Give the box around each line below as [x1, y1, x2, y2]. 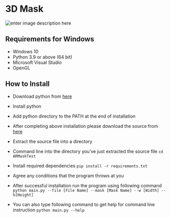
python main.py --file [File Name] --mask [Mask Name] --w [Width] [12, 188, 159, 193]
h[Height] [12, 192, 34, 198]
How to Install [5, 80, 50, 89]
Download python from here [12, 93, 72, 99]
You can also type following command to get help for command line [12, 201, 155, 207]
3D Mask [5, 3, 44, 15]
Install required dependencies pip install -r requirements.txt [12, 162, 148, 169]
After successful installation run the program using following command [12, 182, 162, 188]
